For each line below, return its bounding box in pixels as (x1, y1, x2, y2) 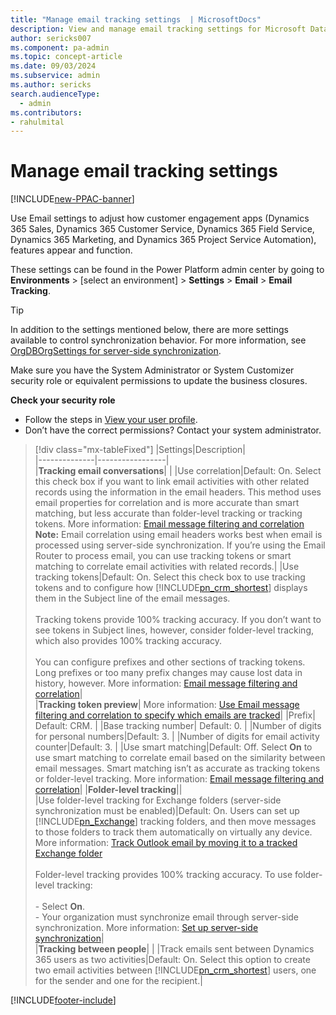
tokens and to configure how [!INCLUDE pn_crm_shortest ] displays (34, 582, 308, 594)
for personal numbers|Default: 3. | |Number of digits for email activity (34, 731, 320, 743)
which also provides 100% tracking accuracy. (34, 635, 223, 647)
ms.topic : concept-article (10, 52, 123, 62)
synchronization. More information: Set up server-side (34, 922, 259, 934)
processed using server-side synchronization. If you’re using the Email (34, 539, 326, 551)
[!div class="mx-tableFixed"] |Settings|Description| (34, 444, 247, 456)
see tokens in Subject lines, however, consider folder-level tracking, (34, 624, 315, 636)
